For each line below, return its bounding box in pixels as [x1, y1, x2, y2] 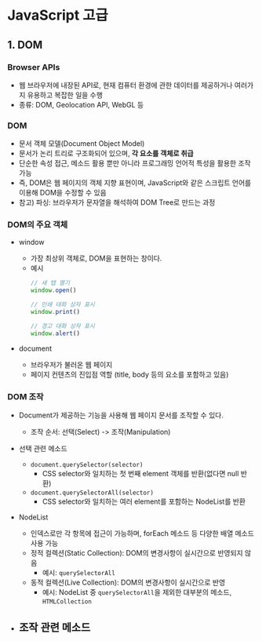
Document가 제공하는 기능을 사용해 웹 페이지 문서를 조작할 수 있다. [18, 410, 224, 420]
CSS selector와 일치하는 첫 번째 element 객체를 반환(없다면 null [42, 469, 239, 479]
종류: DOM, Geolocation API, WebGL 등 [18, 100, 144, 109]
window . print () [30, 308, 80, 316]
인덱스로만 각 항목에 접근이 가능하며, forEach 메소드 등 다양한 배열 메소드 [30, 529, 254, 538]
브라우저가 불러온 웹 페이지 [30, 359, 113, 369]
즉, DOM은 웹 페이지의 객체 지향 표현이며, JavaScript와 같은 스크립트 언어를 [18, 178, 252, 188]
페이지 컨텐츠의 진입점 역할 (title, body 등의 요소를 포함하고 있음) [30, 370, 229, 379]
